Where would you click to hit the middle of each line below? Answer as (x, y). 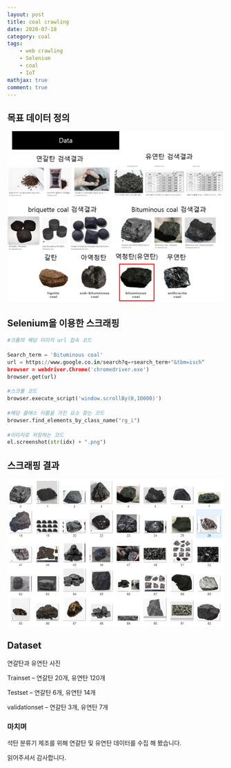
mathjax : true (28, 80)
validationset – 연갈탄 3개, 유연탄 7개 (58, 707)
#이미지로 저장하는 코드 (36, 435)
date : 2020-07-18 (32, 29)
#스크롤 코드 (22, 391)
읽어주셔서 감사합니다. (37, 758)
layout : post (26, 14)
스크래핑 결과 (33, 465)
